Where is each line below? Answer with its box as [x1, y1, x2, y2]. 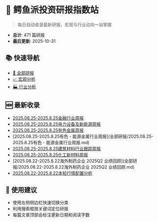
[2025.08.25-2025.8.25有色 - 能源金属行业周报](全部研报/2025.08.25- [12, 133, 154, 139]
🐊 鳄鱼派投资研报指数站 [5, 4, 99, 16]
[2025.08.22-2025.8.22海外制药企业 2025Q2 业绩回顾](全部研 [12, 158, 138, 164]
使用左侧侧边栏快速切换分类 [12, 199, 69, 206]
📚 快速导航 [5, 54, 40, 62]
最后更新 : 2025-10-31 [12, 38, 56, 44]
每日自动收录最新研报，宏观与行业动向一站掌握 [17, 22, 112, 27]
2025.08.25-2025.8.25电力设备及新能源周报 [12, 121, 101, 127]
